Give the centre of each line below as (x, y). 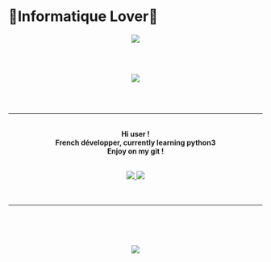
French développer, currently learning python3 (135, 142)
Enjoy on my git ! (135, 151)
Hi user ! (135, 133)
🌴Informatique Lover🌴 (83, 17)
